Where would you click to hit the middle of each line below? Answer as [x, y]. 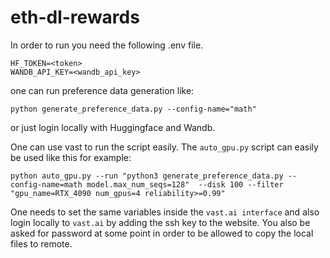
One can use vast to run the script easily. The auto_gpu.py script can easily [164, 147]
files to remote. [41, 243]
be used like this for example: [71, 157]
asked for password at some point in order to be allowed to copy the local [162, 233]
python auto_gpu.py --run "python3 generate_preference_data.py [147, 176]
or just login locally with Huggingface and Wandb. [113, 127]
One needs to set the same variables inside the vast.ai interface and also [165, 212]
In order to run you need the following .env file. [107, 45]
